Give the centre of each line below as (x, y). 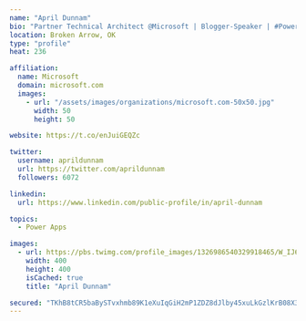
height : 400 (48, 269)
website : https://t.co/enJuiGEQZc (75, 136)
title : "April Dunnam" (69, 286)
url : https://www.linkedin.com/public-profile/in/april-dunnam (140, 202)
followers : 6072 (48, 177)
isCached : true (55, 278)
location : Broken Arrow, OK (63, 35)
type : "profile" (40, 43)
